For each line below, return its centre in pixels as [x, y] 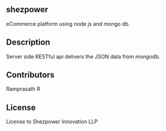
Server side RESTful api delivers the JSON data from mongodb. [83, 56]
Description [28, 43]
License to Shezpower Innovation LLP [52, 122]
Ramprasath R [23, 89]
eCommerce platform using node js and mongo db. [68, 23]
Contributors [30, 75]
